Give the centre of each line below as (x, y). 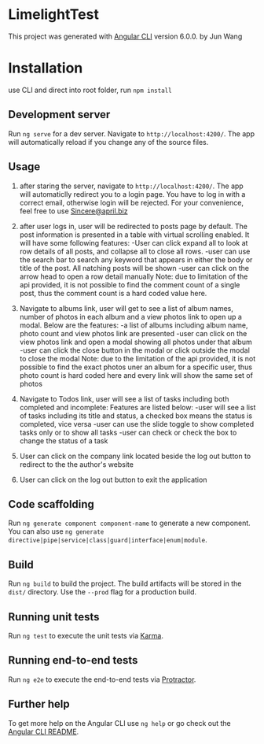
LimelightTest (54, 15)
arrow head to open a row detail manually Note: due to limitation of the (134, 276)
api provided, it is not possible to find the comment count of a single (130, 284)
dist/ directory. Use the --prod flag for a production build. (102, 592)
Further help (39, 704)
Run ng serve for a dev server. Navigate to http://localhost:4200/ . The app (132, 133)
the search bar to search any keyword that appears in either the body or (136, 259)
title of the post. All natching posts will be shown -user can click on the (134, 268)
